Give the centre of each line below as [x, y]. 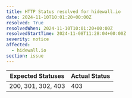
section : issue [25, 56]
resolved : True [25, 23]
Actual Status [91, 76]
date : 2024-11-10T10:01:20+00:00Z [49, 17]
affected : [18, 45]
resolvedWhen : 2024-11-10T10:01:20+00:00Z [59, 28]
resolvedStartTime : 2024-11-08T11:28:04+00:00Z [66, 34]
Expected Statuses [37, 76]
